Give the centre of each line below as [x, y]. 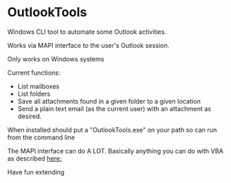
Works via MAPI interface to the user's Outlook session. [88, 45]
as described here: [35, 158]
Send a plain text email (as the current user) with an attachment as [114, 108]
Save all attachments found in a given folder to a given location [109, 101]
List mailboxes [38, 86]
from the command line [41, 137]
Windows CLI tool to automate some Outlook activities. [87, 32]
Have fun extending [36, 172]
